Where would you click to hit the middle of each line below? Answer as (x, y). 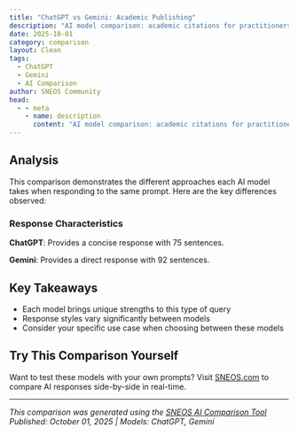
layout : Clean (35, 50)
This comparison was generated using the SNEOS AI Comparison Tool (138, 412)
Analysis (34, 160)
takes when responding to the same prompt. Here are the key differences (143, 190)
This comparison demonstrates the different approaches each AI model (140, 182)
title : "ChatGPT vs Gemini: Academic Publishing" (103, 17)
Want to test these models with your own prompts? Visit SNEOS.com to (139, 377)
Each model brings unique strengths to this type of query (126, 309)
